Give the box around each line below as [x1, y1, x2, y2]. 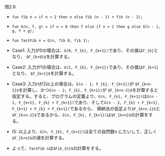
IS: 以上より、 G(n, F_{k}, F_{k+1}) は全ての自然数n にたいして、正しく [11, 129, 157, 134]
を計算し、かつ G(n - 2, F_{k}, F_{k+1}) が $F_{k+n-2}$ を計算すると [18, 87, 159, 93]
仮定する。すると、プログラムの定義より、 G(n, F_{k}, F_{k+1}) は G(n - [11, 93, 158, 99]
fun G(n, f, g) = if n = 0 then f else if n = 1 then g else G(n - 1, [11, 24, 161, 29]
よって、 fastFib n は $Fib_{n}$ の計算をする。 [11, 145, 104, 151]
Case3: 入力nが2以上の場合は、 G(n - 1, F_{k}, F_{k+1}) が [11, 81, 134, 87]
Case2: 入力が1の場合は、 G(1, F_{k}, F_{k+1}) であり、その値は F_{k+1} [11, 64, 159, 70]
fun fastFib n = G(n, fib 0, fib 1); [11, 38, 90, 43]
